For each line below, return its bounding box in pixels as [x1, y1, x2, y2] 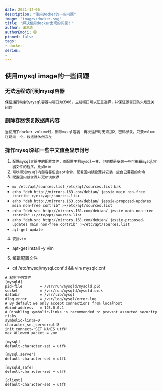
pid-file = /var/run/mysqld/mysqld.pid [5, 284, 101, 289]
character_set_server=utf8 [5, 322, 60, 327]
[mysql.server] [5, 352, 36, 357]
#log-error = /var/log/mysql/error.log [5, 296, 97, 301]
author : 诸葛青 [5, 25, 33, 30]
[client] [5, 377, 23, 383]
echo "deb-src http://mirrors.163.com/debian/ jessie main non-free [12, 208, 154, 213]
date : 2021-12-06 [5, 7, 40, 12]
